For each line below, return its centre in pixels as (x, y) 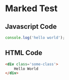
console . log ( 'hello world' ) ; (35, 38)
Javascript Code (31, 27)
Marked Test (31, 9)
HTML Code (24, 53)
